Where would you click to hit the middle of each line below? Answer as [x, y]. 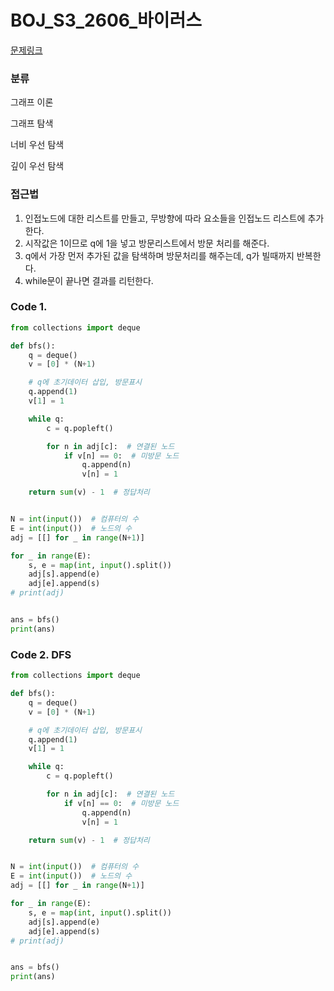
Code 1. [29, 307]
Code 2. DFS [41, 654]
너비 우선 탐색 [37, 145]
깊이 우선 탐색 [37, 166]
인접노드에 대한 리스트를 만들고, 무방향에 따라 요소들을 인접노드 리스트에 [165, 218]
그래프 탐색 [32, 123]
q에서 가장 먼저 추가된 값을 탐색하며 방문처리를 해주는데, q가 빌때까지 [159, 255]
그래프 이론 [32, 102]
